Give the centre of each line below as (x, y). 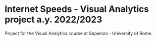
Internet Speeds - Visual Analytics (77, 9)
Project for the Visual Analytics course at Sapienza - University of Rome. (78, 33)
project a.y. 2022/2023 (53, 20)
